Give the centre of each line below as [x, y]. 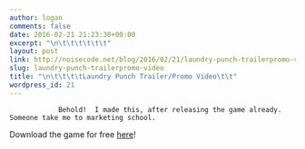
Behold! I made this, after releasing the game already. [170, 109]
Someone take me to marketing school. [83, 117]
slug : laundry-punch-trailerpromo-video [87, 69]
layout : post [34, 51]
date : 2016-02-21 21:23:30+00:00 [73, 34]
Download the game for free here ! [73, 134]
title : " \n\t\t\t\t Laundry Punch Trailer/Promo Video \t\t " [123, 77]
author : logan [36, 18]
